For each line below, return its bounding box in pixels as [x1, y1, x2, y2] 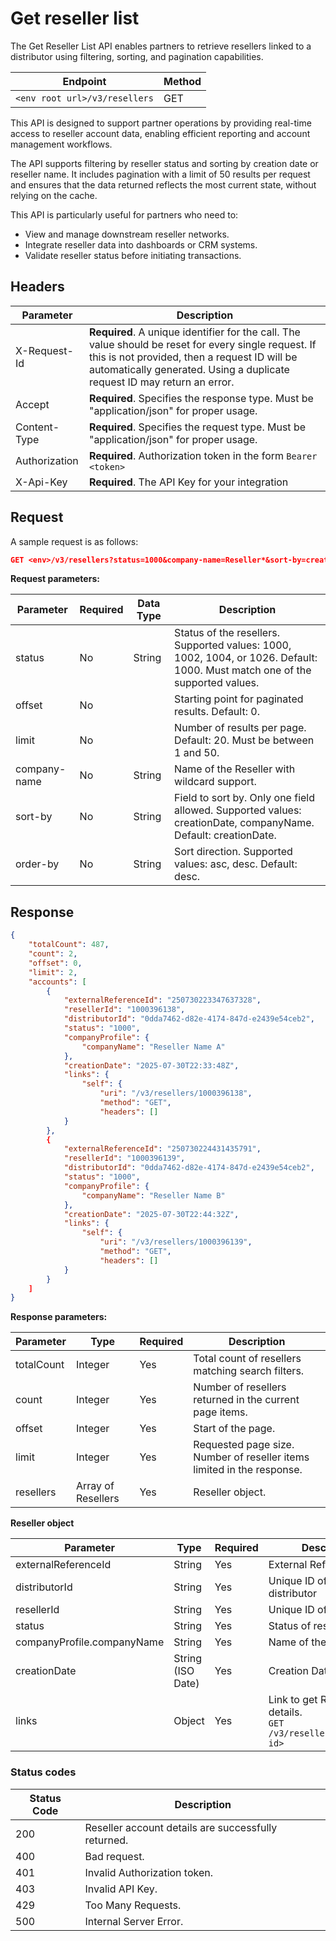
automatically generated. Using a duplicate [88, 362, 290, 376]
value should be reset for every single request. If [88, 337, 317, 351]
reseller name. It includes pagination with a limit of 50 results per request [10, 168, 311, 180]
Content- [15, 420, 60, 434]
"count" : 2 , [28, 949, 78, 959]
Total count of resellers [193, 1352, 302, 1366]
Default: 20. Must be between [174, 733, 315, 747]
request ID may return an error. [88, 375, 235, 389]
